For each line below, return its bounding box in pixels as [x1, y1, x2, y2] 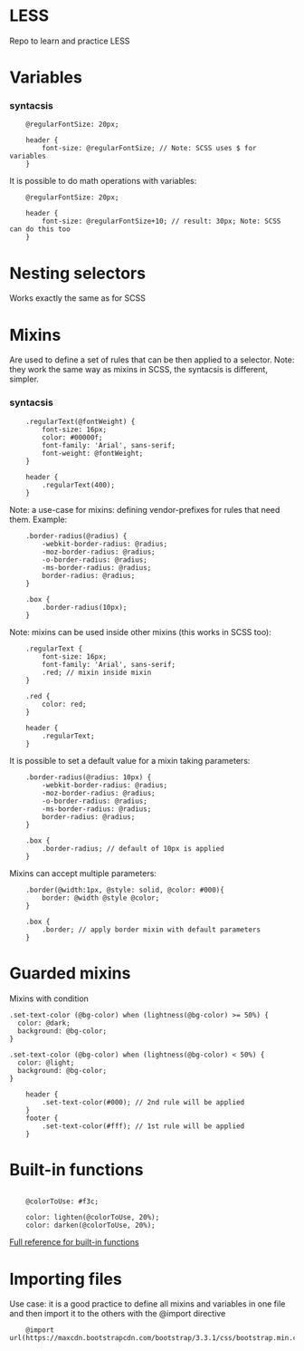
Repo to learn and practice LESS [9, 35, 130, 46]
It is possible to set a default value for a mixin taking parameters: [9, 755, 251, 766]
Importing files [9, 1269, 122, 1289]
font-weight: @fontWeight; [42, 449, 144, 458]
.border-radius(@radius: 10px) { [25, 772, 152, 782]
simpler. [9, 373, 39, 385]
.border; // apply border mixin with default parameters [42, 925, 261, 934]
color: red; [42, 700, 88, 709]
